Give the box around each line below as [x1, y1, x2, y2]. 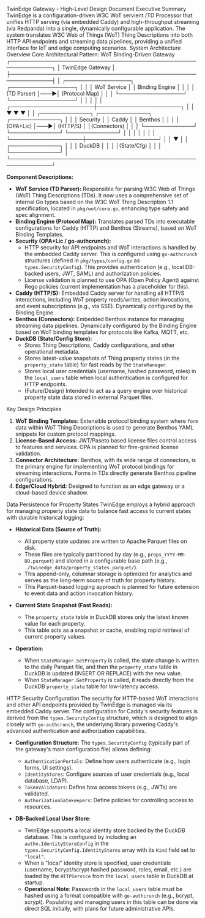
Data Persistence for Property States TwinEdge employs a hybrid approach [6, 501, 196, 508]
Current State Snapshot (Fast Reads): [15, 602, 113, 609]
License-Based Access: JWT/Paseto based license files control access [15, 437, 197, 444]
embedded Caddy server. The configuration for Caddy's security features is [6, 708, 198, 715]
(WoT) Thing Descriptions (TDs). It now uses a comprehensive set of [15, 192, 188, 199]
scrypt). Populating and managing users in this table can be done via [24, 898, 198, 906]
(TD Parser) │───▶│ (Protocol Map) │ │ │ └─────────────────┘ [6, 90, 188, 97]
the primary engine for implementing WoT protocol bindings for [15, 463, 174, 470]
